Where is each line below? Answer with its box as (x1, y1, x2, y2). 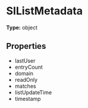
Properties (6, 41, 46, 51)
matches (14, 82, 37, 90)
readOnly (14, 76, 37, 83)
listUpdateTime (14, 88, 52, 96)
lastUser (14, 57, 36, 64)
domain (14, 70, 34, 77)
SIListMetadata (6, 4, 83, 18)
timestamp (14, 95, 41, 102)
